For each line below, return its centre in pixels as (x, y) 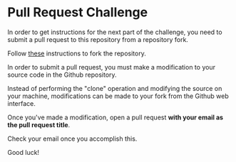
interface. (21, 103)
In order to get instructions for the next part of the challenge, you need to (115, 32)
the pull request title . (39, 124)
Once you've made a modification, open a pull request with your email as (115, 117)
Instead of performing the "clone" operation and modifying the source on (115, 88)
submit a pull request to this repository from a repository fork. (98, 39)
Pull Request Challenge (78, 12)
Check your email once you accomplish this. (72, 139)
